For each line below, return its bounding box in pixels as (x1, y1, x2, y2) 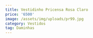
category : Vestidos (5, 21, 46, 26)
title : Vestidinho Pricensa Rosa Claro (5, 7, 88, 12)
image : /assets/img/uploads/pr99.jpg (5, 16, 84, 21)
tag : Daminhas (5, 26, 35, 31)
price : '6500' (5, 12, 35, 17)
